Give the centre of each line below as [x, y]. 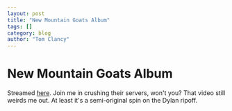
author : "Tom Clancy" [39, 40]
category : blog [29, 33]
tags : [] [20, 26]
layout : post [26, 14]
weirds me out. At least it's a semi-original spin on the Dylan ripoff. [102, 101]
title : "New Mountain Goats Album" [59, 20]
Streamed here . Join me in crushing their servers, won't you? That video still [116, 93]
